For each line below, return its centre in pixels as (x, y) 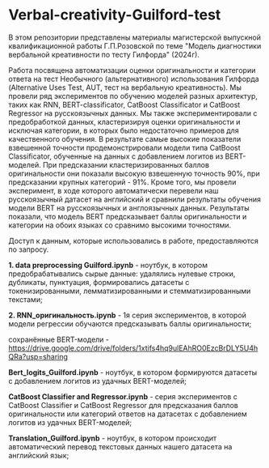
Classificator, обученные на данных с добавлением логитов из (116, 156)
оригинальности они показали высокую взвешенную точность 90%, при (134, 173)
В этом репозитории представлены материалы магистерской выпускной (134, 37)
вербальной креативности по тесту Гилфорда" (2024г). (104, 54)
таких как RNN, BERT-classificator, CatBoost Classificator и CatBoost (124, 104)
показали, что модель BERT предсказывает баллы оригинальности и (128, 216)
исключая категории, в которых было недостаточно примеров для (124, 130)
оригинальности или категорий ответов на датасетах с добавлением (128, 414)
